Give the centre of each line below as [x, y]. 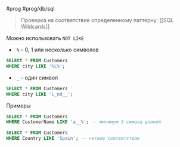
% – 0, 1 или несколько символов [58, 50]
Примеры [18, 105]
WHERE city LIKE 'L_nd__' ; [40, 94]
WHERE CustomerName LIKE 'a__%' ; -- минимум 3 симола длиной [84, 122]
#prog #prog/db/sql [30, 9]
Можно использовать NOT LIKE [45, 38]
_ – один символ [37, 78]
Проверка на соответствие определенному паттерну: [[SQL [97, 20]
